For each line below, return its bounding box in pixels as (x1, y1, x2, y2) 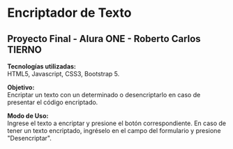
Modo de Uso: (7, 112, 49, 120)
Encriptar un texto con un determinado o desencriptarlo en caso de (7, 91, 201, 99)
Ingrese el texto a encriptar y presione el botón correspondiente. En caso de (7, 119, 227, 127)
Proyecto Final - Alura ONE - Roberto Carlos (7, 33, 201, 45)
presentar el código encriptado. (7, 98, 98, 106)
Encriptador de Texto (7, 5, 132, 21)
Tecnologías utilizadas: (7, 62, 77, 71)
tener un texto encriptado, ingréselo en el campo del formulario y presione (7, 127, 221, 134)
